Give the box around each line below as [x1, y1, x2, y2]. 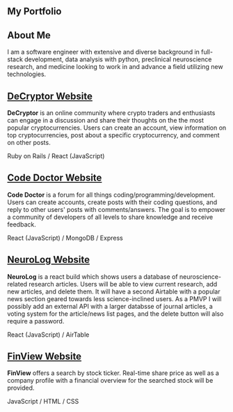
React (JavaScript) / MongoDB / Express [7, 234, 123, 242]
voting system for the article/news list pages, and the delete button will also [7, 310, 224, 318]
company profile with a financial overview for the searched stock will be [7, 376, 214, 385]
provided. [7, 383, 35, 392]
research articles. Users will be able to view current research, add [29, 280, 218, 288]
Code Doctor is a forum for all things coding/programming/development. [7, 190, 216, 199]
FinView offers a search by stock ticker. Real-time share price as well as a [7, 369, 219, 377]
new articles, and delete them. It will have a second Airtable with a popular [7, 287, 220, 296]
